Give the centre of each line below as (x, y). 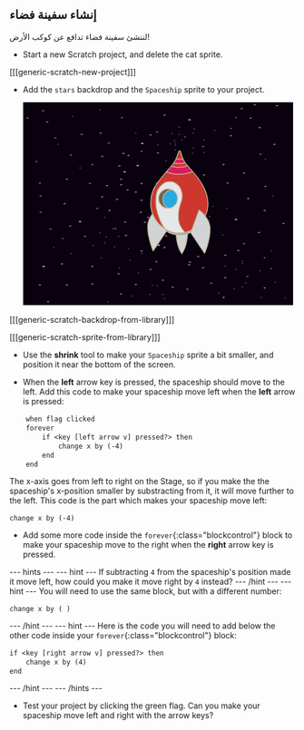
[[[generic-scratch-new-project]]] (73, 72)
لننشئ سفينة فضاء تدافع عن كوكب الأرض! (80, 36)
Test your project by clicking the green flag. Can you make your (141, 706)
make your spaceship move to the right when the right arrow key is (148, 544)
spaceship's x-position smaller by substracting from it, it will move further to (152, 491)
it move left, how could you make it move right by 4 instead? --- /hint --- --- (151, 581)
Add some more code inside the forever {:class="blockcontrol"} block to (157, 535)
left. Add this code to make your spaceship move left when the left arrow (159, 391)
